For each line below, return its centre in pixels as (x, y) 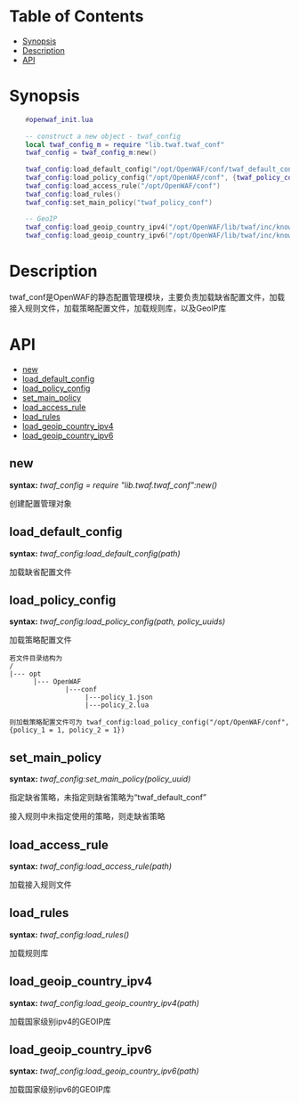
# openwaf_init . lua (59, 119)
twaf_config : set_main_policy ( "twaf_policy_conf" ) (119, 202)
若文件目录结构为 (36, 659)
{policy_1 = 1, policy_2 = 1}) (67, 730)
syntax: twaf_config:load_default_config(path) (95, 553)
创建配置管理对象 (40, 503)
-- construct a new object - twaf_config (103, 136)
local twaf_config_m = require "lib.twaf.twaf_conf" (125, 144)
